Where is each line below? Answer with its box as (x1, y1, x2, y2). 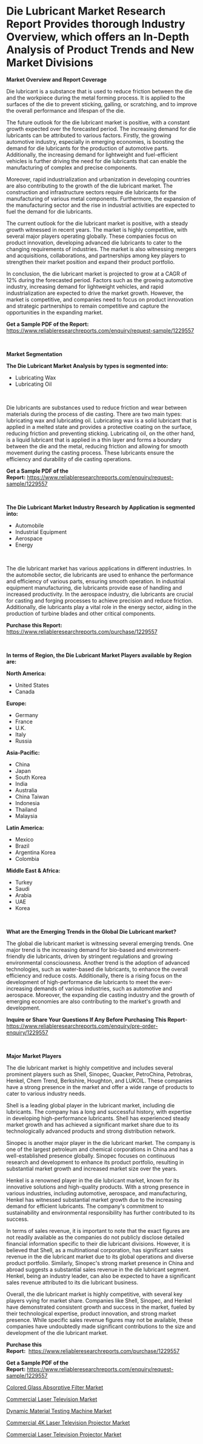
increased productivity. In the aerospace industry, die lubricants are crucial (6, 590, 194, 598)
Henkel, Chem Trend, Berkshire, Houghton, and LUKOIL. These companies (6, 1077, 193, 1084)
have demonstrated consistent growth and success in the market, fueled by (6, 1303, 195, 1311)
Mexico (15, 835, 34, 843)
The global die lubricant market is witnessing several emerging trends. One (6, 939, 194, 947)
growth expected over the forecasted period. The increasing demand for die (6, 125, 196, 132)
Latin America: (6, 824, 44, 831)
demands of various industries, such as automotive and (33, 985, 173, 992)
